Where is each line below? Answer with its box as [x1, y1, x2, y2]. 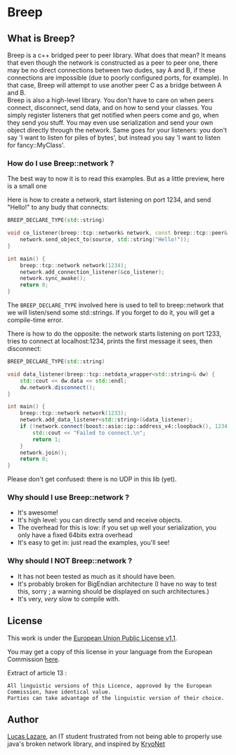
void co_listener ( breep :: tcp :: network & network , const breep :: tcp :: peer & [7, 230, 228, 237]
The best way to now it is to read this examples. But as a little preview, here [7, 174, 225, 183]
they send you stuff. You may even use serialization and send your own [7, 118, 214, 127]
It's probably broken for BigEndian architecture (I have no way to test [17, 579, 217, 588]
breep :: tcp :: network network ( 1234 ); [20, 262, 128, 269]
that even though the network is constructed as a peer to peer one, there [7, 59, 218, 67]
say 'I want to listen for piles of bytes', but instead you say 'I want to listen [7, 133, 221, 142]
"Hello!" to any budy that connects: [7, 203, 109, 211]
